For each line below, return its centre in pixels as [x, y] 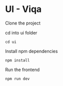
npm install [17, 60]
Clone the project [23, 23]
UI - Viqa [24, 9]
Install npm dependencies [31, 51]
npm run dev [17, 78]
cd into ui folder [21, 32]
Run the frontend [22, 69]
